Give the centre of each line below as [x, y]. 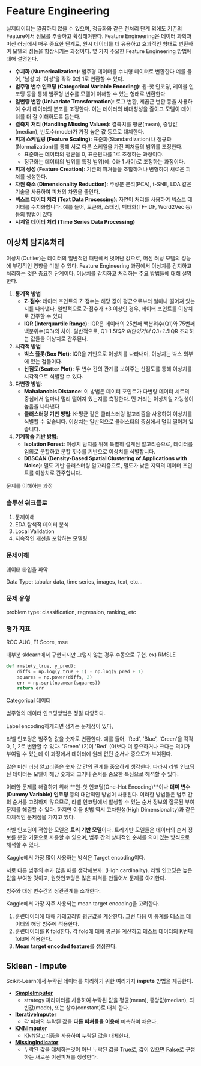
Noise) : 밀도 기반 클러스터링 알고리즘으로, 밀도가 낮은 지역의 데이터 [103, 465]
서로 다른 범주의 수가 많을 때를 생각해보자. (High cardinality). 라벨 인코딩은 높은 [99, 870]
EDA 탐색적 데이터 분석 [42, 525]
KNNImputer [31, 1028]
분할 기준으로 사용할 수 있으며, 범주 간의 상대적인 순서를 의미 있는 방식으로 [103, 837]
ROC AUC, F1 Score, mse [37, 642]
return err [31, 688]
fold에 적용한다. [33, 939]
